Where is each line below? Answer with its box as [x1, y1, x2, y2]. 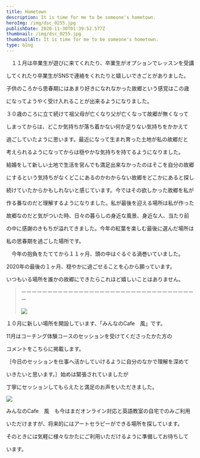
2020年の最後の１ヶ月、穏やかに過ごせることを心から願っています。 [6, 263, 176, 270]
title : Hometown [6, 8, 47, 15]
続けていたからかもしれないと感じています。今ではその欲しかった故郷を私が [6, 186, 194, 193]
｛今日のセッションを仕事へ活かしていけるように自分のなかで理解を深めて [6, 357, 189, 365]
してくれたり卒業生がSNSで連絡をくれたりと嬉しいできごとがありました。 [6, 72, 189, 79]
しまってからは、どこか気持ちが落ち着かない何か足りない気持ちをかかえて [6, 123, 189, 130]
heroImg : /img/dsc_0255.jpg [6, 20, 76, 26]
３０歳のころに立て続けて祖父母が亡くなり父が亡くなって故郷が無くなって [6, 110, 189, 117]
